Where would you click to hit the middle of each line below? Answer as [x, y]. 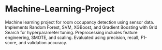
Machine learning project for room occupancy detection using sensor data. [80, 22]
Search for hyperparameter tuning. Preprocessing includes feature [71, 32]
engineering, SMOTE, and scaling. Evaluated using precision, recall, [72, 37]
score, [11, 42]
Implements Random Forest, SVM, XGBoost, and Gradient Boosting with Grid [81, 27]
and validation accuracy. [43, 42]
